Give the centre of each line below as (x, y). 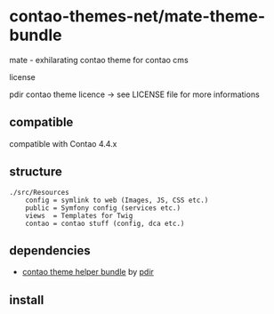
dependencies (50, 250)
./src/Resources (39, 192)
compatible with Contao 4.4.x (63, 143)
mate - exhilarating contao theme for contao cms (99, 60)
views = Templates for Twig (79, 215)
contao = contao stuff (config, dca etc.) (105, 223)
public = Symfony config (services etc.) (103, 208)
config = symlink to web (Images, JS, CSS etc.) (117, 200)
